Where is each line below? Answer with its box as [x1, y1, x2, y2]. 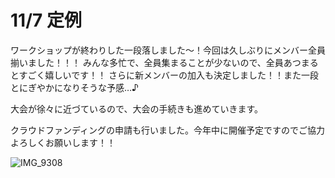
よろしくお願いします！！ [10, 136, 116, 148]
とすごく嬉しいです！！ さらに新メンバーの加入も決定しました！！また [10, 69, 302, 81]
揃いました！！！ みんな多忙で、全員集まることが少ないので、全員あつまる [10, 56, 319, 68]
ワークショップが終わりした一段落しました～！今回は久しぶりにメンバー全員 [10, 44, 326, 56]
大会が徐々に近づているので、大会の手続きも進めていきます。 [10, 102, 264, 115]
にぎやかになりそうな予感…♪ [18, 81, 140, 93]
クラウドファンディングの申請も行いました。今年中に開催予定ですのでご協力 [10, 124, 326, 136]
